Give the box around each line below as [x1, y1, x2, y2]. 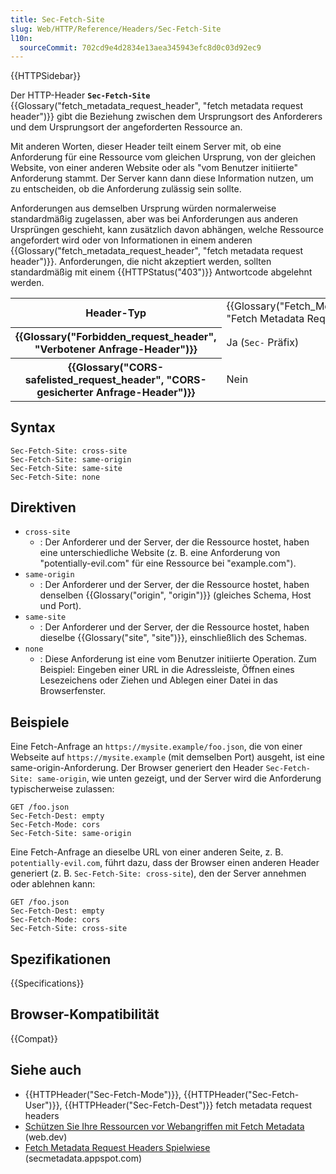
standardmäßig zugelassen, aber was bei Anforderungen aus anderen [10, 213, 299, 225]
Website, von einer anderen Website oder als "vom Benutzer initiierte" [10, 162, 298, 174]
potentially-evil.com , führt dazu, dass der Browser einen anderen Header [10, 857, 320, 869]
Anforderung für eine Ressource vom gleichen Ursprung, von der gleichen [10, 151, 317, 163]
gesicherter [36, 385, 94, 399]
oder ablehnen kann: [10, 878, 96, 890]
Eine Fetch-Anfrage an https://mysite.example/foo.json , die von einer [10, 741, 303, 753]
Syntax [10, 419, 56, 436]
